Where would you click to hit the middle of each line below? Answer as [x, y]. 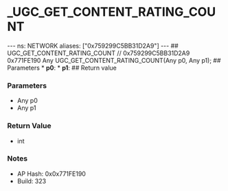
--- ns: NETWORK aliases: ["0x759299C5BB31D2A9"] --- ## [93, 46]
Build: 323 [32, 181]
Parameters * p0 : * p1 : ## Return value [62, 68]
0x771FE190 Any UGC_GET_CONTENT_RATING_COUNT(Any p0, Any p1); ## [114, 60]
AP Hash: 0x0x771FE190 [51, 174]
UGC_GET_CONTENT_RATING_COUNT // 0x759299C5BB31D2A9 [99, 53]
